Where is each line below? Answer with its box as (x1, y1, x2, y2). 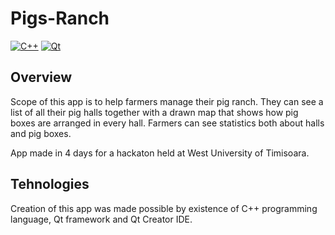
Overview (10, 69, 73, 86)
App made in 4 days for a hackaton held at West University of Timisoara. (10, 147, 310, 159)
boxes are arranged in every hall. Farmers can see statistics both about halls (10, 117, 325, 129)
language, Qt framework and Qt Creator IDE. (10, 213, 193, 225)
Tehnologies (10, 176, 90, 193)
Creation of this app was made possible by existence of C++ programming (10, 202, 318, 214)
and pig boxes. (10, 127, 72, 139)
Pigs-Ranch (10, 7, 110, 30)
